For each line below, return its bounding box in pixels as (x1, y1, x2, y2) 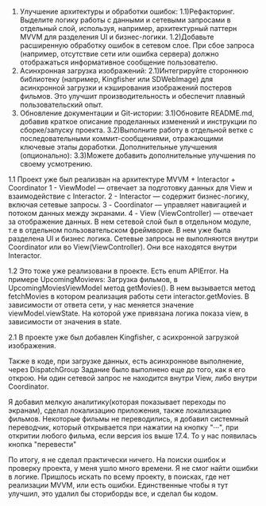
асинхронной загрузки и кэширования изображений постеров (19, 83, 233, 92)
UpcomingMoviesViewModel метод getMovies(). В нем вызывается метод (8, 283, 256, 292)
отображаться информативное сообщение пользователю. (19, 57, 218, 67)
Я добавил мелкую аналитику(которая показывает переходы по (8, 398, 226, 406)
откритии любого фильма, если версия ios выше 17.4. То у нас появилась (8, 431, 257, 441)
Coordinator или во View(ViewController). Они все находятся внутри (8, 242, 237, 252)
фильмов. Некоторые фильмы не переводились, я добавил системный (8, 414, 249, 423)
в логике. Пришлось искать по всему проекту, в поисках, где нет (8, 472, 230, 481)
